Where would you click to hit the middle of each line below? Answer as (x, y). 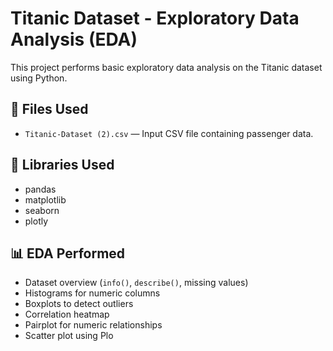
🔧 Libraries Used (62, 165)
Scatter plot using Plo (69, 336)
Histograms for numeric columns (92, 293)
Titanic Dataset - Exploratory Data (155, 18)
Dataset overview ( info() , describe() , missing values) (136, 283)
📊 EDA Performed (68, 253)
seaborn (42, 210)
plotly (36, 221)
